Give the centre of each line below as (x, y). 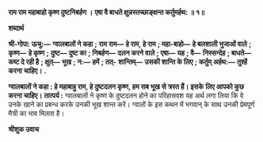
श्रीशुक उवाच (24, 129)
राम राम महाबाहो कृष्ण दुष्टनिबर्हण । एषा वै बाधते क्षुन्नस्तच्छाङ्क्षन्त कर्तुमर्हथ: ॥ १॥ (106, 12)
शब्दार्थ (16, 28)
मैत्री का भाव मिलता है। (36, 113)
